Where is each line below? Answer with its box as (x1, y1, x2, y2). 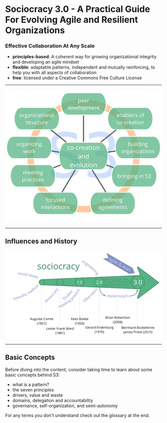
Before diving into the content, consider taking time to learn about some (5, 366, 153, 372)
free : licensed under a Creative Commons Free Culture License (12, 75, 142, 81)
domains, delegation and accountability (12, 397, 93, 403)
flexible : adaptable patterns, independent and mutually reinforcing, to (12, 64, 156, 70)
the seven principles (12, 387, 54, 393)
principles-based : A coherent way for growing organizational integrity (12, 54, 157, 60)
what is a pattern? (12, 381, 50, 387)
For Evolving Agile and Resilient (5, 14, 138, 25)
